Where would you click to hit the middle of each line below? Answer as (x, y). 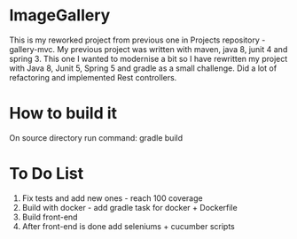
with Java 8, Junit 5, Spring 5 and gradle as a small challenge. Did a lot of (143, 68)
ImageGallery (60, 15)
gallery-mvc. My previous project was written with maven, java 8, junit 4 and (148, 49)
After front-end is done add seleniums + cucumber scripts (128, 226)
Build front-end (50, 217)
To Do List (47, 174)
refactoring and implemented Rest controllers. (93, 77)
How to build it (63, 114)
